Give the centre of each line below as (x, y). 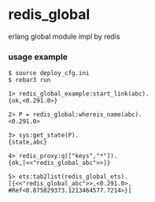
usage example (38, 57)
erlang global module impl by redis (64, 36)
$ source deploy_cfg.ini (49, 73)
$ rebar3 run (30, 80)
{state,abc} (28, 142)
